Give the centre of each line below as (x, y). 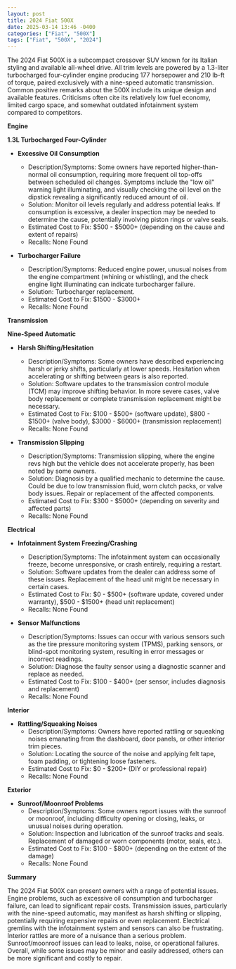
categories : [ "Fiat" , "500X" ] (52, 33)
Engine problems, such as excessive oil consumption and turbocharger (110, 899)
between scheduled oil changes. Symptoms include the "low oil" (121, 182)
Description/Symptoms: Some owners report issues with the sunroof (127, 811)
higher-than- (200, 167)
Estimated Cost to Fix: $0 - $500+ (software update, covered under (126, 594)
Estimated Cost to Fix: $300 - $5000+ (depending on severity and (124, 501)
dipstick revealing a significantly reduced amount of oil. (108, 197)
